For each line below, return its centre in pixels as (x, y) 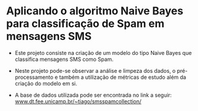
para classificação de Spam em (86, 24)
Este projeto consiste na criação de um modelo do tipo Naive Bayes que (103, 53)
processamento (34, 77)
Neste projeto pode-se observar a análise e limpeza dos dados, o (95, 70)
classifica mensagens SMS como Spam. (64, 59)
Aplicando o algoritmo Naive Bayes (95, 11)
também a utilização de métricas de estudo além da (123, 77)
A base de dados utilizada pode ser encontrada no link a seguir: (93, 95)
